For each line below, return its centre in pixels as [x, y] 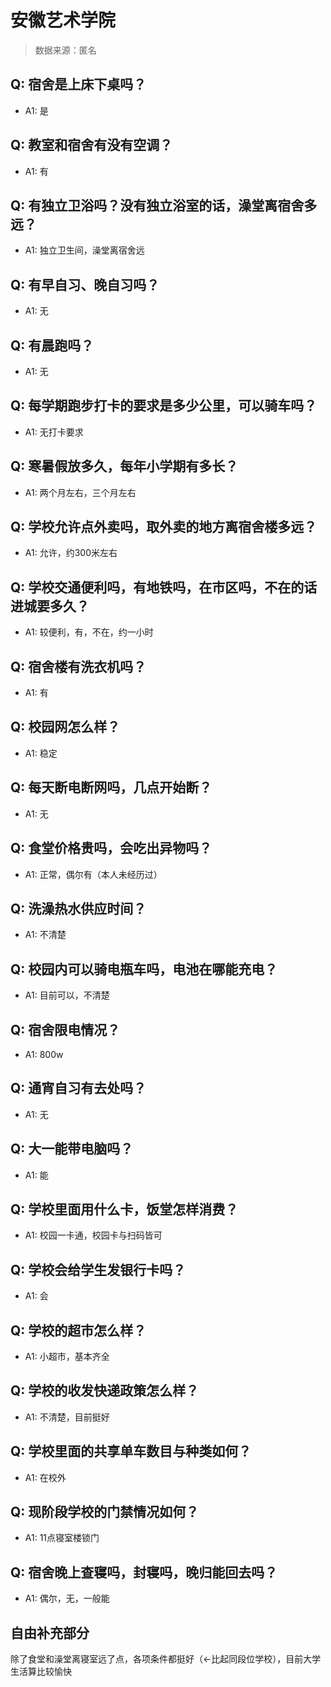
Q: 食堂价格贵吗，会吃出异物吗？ [111, 848]
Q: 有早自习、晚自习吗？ [85, 284]
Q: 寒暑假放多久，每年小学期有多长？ [124, 466]
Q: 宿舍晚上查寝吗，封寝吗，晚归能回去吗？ [144, 1572]
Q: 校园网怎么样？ [65, 727]
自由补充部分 [50, 1632]
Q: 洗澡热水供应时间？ [78, 908]
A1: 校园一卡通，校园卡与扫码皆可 [93, 1235]
